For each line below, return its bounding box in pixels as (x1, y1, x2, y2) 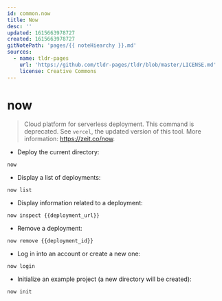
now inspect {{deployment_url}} (7, 212, 100, 219)
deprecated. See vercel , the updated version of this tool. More (23, 127, 201, 136)
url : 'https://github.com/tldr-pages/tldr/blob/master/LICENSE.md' (19, 61, 217, 68)
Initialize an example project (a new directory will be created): (16, 275, 192, 283)
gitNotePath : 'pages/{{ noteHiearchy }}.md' (7, 42, 137, 49)
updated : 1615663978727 (7, 29, 76, 37)
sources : (7, 49, 32, 56)
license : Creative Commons (19, 68, 97, 74)
